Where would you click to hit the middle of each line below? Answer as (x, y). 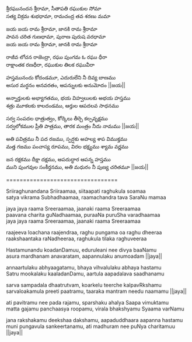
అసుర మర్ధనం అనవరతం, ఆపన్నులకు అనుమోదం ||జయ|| (66, 85)
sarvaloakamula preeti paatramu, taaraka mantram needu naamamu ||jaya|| (96, 291)
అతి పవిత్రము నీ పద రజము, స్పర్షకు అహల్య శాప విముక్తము (67, 139)
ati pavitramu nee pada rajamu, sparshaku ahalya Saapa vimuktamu (88, 303)
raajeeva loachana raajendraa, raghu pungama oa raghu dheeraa (84, 232)
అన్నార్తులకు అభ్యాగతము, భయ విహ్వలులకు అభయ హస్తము (68, 98)
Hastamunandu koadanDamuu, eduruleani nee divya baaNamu (81, 250)
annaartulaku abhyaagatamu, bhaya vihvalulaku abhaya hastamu (84, 267)
